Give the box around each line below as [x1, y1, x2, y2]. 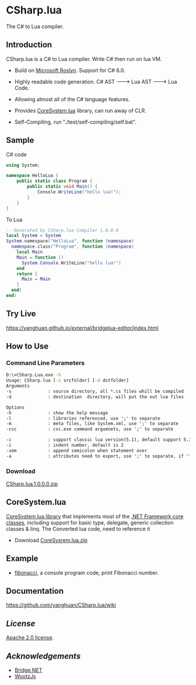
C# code [6, 150, 27, 158]
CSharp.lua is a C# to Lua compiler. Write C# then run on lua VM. [6, 55, 162, 62]
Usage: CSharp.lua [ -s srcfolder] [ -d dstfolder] [6, 378, 129, 383]
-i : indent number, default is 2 [6, 443, 124, 448]
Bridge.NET [14, 667, 43, 674]
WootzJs [14, 673, 36, 680]
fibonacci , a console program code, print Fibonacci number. [14, 569, 159, 576]
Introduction [6, 40, 52, 50]
